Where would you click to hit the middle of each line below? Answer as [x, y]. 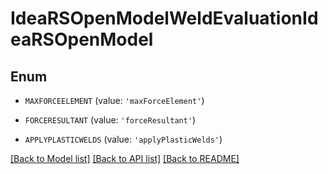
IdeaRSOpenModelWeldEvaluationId [164, 18]
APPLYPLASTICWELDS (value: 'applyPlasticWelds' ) [123, 139]
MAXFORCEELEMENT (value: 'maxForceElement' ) [114, 100]
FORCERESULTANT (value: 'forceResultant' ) [110, 120]
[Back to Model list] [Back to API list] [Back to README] [125, 158]
